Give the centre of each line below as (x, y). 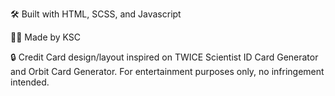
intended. (30, 82)
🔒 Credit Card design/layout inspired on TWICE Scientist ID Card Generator (164, 57)
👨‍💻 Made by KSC (46, 37)
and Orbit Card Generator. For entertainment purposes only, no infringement (167, 71)
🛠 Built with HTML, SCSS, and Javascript (96, 14)
